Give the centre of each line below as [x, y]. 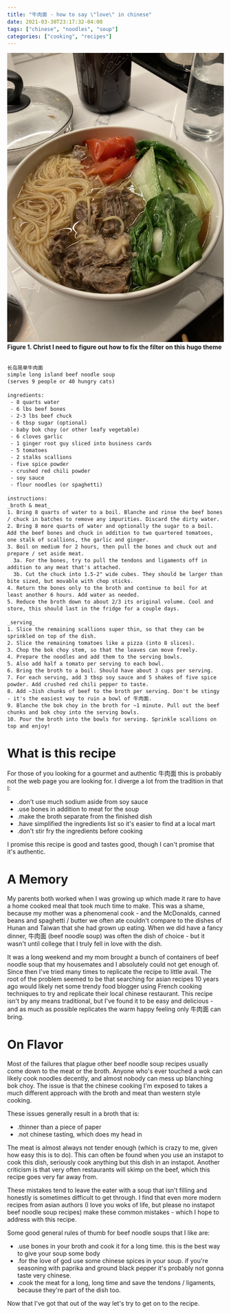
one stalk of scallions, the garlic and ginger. [78, 540]
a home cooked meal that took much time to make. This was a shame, [106, 906]
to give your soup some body [58, 1253]
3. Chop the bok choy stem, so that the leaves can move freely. [102, 650]
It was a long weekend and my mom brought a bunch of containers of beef [113, 957]
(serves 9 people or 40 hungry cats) [61, 382]
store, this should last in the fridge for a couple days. [93, 609]
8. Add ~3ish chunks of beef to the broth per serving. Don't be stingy [113, 692]
